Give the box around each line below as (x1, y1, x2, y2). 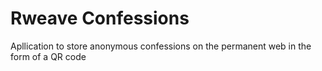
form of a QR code (10, 50, 87, 62)
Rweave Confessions (10, 7, 190, 30)
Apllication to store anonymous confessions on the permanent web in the (10, 40, 312, 52)
